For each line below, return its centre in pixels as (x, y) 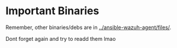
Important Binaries (52, 11)
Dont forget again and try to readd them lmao (61, 39)
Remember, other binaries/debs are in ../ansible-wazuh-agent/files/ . (89, 27)
